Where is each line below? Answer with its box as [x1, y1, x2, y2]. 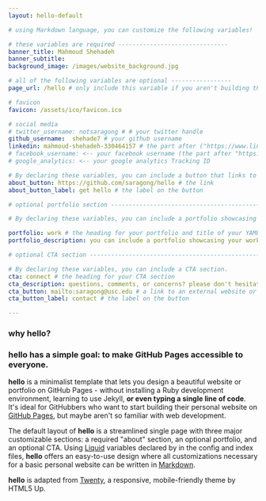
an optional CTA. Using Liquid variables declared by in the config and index [8, 443, 253, 453]
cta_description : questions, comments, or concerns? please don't [8, 279, 232, 288]
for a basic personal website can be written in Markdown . [8, 460, 196, 469]
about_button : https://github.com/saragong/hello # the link [8, 179, 215, 187]
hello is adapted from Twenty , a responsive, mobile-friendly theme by [8, 476, 236, 485]
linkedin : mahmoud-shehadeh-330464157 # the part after [8, 142, 196, 151]
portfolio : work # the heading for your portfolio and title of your [8, 229, 243, 237]
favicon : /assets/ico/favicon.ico [8, 106, 123, 114]
